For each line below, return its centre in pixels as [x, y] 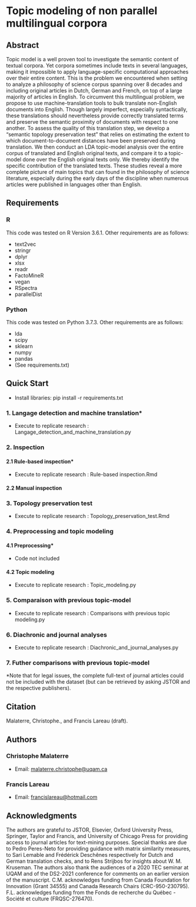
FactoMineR [29, 275]
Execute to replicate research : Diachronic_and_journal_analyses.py [96, 648]
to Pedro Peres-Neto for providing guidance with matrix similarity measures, [99, 848]
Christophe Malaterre [37, 756]
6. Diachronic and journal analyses [57, 635]
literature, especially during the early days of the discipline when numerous [97, 178]
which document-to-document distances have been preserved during [91, 141]
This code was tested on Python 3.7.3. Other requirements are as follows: [95, 322]
